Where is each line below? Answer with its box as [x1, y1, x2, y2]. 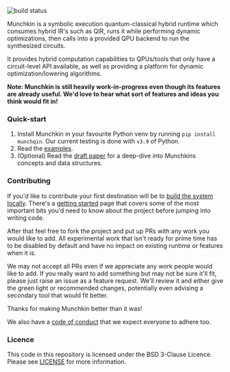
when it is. [7, 249, 36, 257]
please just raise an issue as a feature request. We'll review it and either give [7, 276, 224, 284]
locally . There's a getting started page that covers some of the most [7, 199, 199, 207]
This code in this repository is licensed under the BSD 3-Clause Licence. [7, 350, 213, 358]
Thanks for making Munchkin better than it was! [7, 304, 143, 312]
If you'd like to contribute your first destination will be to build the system [7, 192, 214, 200]
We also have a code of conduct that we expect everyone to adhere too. [7, 317, 211, 325]
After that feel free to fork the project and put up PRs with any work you [7, 227, 209, 235]
